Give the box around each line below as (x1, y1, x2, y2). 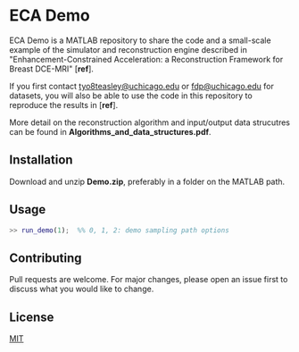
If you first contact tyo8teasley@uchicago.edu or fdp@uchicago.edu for (9, 80, 274, 91)
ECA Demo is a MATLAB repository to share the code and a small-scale (9, 35, 271, 46)
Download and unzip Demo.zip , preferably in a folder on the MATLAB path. (9, 176, 286, 187)
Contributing (9, 250, 82, 265)
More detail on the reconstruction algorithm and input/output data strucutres (9, 117, 290, 128)
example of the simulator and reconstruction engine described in (9, 44, 247, 54)
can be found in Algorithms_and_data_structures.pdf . (9, 126, 212, 137)
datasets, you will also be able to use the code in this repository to (9, 90, 253, 101)
